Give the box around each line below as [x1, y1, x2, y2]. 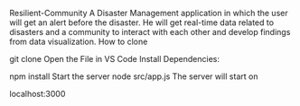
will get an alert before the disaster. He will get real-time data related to [9, 17, 274, 28]
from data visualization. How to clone [9, 36, 148, 47]
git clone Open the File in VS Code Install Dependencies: [9, 54, 220, 64]
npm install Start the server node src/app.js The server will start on [9, 71, 258, 82]
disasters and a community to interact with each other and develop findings [9, 27, 291, 37]
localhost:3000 [9, 89, 66, 99]
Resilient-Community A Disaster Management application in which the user [9, 8, 288, 18]
